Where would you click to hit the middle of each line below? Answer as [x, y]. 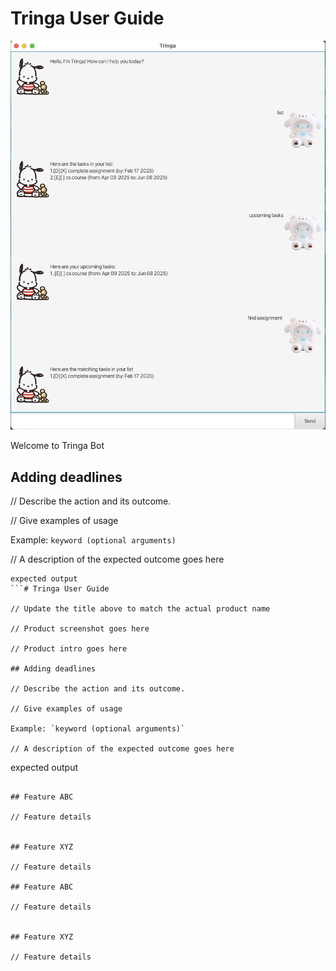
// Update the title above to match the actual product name [140, 609]
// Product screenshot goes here [80, 629]
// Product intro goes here [69, 649]
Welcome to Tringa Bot [57, 446]
